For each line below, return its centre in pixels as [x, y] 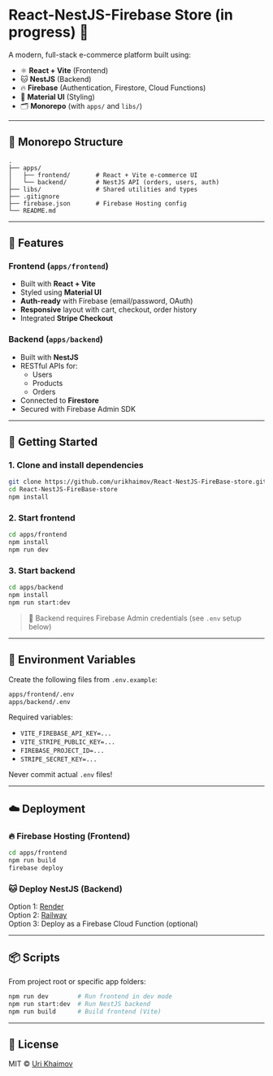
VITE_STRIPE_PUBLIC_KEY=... [67, 742]
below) [40, 626]
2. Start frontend [42, 517]
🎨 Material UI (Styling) [57, 97]
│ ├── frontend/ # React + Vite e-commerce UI [103, 175]
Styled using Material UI [61, 292]
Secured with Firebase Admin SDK [78, 408]
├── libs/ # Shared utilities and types [103, 189]
